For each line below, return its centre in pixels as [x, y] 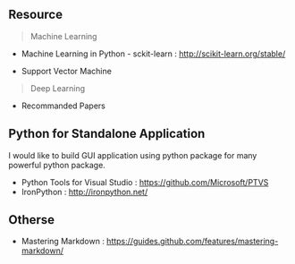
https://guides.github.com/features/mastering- [192, 242]
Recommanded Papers [63, 106]
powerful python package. [57, 165]
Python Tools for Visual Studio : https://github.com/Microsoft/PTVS [145, 182]
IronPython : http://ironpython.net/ [84, 192]
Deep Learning [58, 88]
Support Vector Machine [67, 71]
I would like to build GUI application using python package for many [133, 155]
